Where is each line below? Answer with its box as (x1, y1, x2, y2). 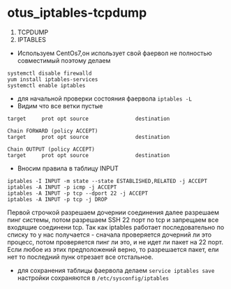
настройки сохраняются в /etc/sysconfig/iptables (17, 274, 170, 282)
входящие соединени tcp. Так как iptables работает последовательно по (7, 223, 225, 231)
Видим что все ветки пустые (17, 101, 103, 110)
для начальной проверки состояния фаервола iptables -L (17, 94, 192, 103)
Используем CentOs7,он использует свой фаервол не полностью (17, 49, 213, 57)
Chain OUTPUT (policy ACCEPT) (7, 145, 96, 153)
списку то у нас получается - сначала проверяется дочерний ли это (7, 230, 211, 239)
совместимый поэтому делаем (17, 56, 111, 64)
